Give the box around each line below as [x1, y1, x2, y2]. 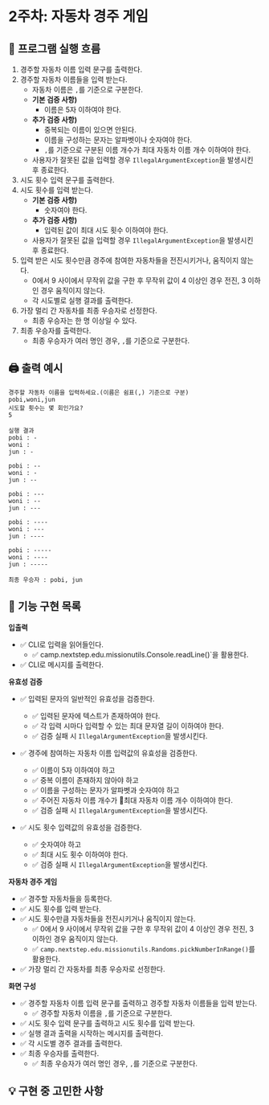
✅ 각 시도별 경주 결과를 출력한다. [19, 1038, 123, 1048]
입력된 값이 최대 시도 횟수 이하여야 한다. [43, 226, 169, 235]
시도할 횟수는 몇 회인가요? [8, 403, 84, 412]
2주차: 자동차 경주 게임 [8, 7, 149, 26]
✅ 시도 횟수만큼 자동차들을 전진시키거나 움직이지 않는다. [19, 914, 196, 923]
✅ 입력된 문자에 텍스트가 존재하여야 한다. [31, 710, 161, 720]
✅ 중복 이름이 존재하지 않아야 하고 [31, 775, 139, 784]
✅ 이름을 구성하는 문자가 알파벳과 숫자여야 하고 [31, 785, 180, 795]
